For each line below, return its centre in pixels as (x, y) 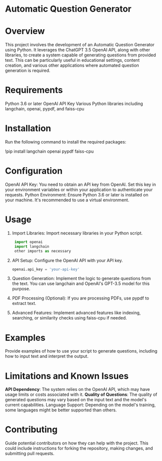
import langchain (32, 247)
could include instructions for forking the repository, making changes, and (79, 448)
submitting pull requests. (30, 454)
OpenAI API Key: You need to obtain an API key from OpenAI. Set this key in (81, 184)
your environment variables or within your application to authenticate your (79, 189)
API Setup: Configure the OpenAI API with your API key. (67, 260)
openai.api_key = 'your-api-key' (46, 269)
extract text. (24, 303)
